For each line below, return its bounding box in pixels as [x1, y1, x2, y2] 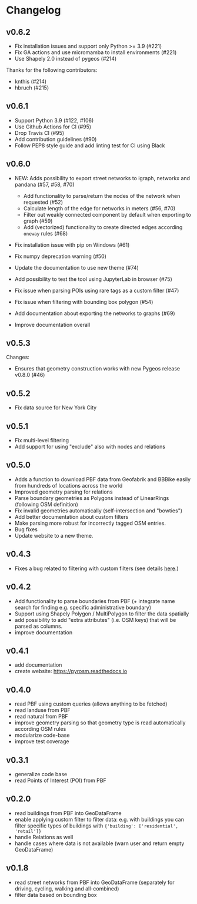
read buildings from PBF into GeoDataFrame [14, 809, 122, 816]
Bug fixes [14, 525, 38, 533]
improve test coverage [14, 738, 69, 745]
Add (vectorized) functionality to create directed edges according [23, 223, 183, 230]
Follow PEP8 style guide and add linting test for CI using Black [14, 142, 165, 149]
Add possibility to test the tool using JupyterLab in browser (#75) [14, 275, 172, 283]
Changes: [6, 354, 29, 361]
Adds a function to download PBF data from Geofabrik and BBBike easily [14, 475, 191, 483]
